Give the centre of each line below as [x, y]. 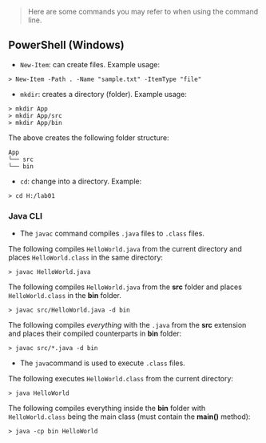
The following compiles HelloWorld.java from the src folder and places [125, 287]
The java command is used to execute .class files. [102, 363]
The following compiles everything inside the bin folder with [107, 409]
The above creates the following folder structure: [89, 137]
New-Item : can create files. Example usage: [90, 64]
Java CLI [25, 215]
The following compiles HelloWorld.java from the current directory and [125, 249]
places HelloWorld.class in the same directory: [86, 258]
